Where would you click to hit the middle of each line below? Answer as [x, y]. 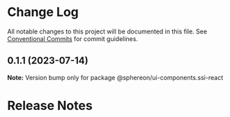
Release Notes [50, 106]
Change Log [43, 12]
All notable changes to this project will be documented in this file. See [107, 31]
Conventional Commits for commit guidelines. [72, 38]
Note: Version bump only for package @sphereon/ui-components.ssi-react [115, 77]
